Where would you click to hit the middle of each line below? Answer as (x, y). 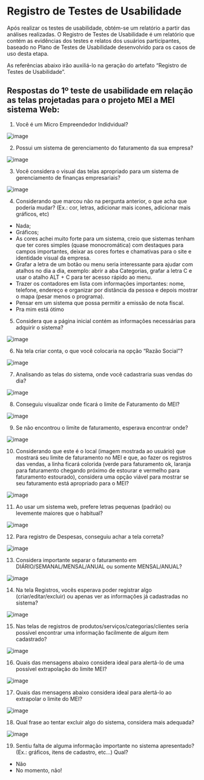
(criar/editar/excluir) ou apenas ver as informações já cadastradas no (102, 596)
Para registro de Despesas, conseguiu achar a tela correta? (90, 536)
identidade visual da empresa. (53, 258)
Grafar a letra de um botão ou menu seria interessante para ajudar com (104, 264)
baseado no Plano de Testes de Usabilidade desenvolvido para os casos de (101, 47)
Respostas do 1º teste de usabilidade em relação (100, 91)
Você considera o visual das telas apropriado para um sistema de (97, 171)
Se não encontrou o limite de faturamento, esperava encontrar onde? (102, 427)
